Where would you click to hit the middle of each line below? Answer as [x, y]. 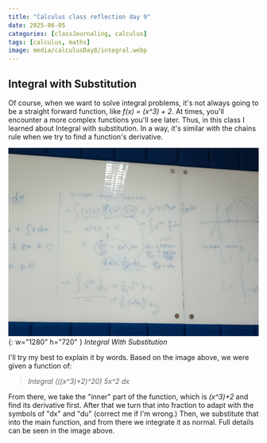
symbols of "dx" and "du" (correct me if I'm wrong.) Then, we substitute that [133, 414]
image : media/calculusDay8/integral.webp [78, 51]
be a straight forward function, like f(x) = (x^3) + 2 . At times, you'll [116, 111]
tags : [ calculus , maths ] [49, 42]
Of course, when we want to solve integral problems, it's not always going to [133, 103]
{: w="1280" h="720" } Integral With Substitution [88, 342]
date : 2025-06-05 [37, 25]
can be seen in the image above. [62, 430]
